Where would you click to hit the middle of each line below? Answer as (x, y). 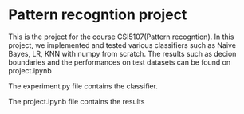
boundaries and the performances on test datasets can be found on (120, 62)
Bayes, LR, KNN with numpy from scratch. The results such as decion (122, 53)
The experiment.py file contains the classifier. (83, 86)
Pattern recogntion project (98, 15)
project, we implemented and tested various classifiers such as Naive (122, 45)
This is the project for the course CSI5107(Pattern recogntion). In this (121, 37)
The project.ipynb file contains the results (77, 101)
